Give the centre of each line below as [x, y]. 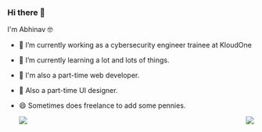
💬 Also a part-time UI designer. [68, 91]
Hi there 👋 [27, 12]
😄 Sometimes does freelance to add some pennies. [102, 105]
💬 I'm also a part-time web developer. [79, 75]
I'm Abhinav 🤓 [30, 30]
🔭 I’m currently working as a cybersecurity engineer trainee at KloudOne [135, 45]
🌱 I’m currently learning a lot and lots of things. [94, 60]
